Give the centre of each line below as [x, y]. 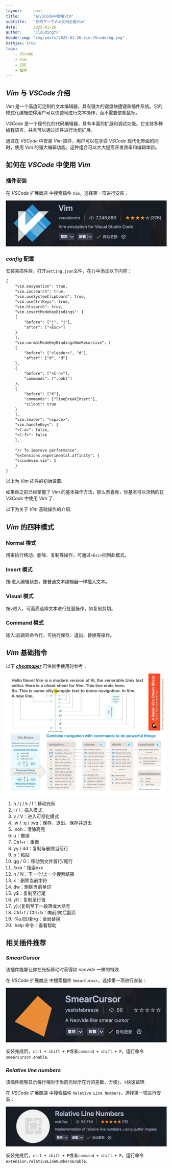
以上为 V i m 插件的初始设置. [34, 481]
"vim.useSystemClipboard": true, [51, 297]
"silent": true [40, 404]
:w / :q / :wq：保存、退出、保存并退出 [53, 823]
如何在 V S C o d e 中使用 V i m [48, 165]
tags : [11, 49]
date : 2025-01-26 [31, 27]
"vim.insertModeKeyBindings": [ [49, 312]
